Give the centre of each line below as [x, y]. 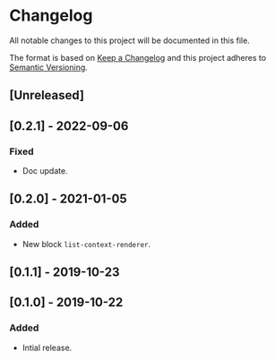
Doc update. [45, 171]
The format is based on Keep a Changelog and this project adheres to [138, 57]
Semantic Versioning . [48, 67]
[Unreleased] [47, 95]
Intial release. [47, 347]
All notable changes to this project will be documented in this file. [130, 40]
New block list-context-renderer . [86, 244]
